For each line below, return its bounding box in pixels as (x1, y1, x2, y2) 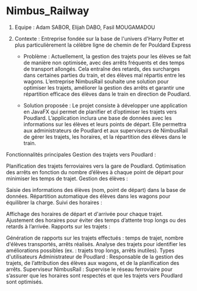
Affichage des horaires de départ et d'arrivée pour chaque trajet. (6, 210, 163, 217)
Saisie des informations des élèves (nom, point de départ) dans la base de (6, 186, 186, 193)
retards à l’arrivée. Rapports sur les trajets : (6, 223, 111, 230)
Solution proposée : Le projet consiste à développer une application (23, 102, 188, 109)
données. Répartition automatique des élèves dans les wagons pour (6, 192, 171, 200)
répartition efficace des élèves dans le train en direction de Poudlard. (23, 90, 191, 97)
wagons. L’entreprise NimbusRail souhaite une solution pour (23, 78, 169, 85)
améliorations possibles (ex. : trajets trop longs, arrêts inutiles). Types (6, 247, 175, 254)
